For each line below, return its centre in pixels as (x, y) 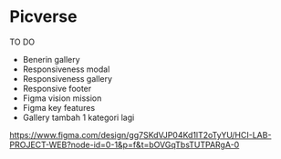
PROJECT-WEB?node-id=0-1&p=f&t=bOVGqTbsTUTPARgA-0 (125, 144)
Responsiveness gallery (67, 78)
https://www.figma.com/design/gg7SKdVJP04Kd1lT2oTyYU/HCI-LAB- (140, 134)
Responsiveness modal (66, 69)
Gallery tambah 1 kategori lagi (78, 117)
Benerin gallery (51, 59)
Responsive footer (57, 88)
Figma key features (59, 107)
